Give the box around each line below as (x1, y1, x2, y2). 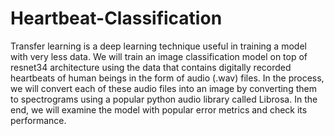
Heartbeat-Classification (10, 7, 223, 30)
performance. (10, 114, 67, 126)
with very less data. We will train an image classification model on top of (10, 50, 308, 62)
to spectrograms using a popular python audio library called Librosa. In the (10, 93, 318, 105)
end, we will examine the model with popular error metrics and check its (10, 103, 308, 116)
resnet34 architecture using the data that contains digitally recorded (10, 61, 292, 73)
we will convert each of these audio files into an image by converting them (10, 82, 317, 94)
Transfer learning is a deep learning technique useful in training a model (10, 40, 307, 52)
